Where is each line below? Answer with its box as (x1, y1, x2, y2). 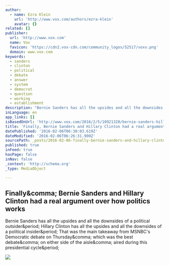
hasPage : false (5, 152, 37, 157)
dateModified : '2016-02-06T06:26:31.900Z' (5, 134, 96, 139)
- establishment (10, 101, 44, 106)
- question (10, 91, 33, 96)
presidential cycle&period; (5, 244, 59, 251)
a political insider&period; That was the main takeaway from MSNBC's (5, 229, 150, 235)
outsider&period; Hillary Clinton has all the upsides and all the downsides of (5, 223, 162, 229)
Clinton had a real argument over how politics (5, 197, 150, 205)
